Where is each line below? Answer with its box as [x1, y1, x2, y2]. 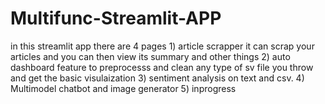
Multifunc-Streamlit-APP [10, 7, 222, 30]
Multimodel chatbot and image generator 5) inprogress [10, 82, 237, 94]
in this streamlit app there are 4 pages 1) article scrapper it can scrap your [10, 40, 315, 52]
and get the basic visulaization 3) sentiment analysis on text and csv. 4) [10, 72, 305, 84]
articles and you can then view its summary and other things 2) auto [10, 50, 291, 62]
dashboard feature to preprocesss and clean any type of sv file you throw [10, 61, 314, 73]
